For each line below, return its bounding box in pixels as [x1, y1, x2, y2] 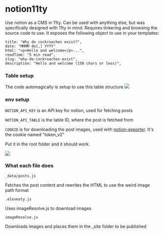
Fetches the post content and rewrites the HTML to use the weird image [5, 182, 150, 188]
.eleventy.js [5, 197, 32, 202]
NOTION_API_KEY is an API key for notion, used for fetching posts [5, 107, 133, 113]
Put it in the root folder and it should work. [5, 141, 90, 147]
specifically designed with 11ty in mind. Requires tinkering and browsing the [5, 24, 158, 30]
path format [5, 187, 29, 193]
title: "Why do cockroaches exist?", [5, 39, 82, 45]
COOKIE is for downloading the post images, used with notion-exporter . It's [5, 126, 154, 132]
